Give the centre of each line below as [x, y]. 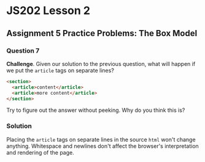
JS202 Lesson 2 [48, 11]
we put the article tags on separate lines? [60, 70]
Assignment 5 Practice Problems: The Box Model [102, 33]
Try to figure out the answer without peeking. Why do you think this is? [96, 110]
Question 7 [23, 51]
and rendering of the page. [41, 152]
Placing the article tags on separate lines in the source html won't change [101, 139]
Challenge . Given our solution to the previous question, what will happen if [101, 64]
